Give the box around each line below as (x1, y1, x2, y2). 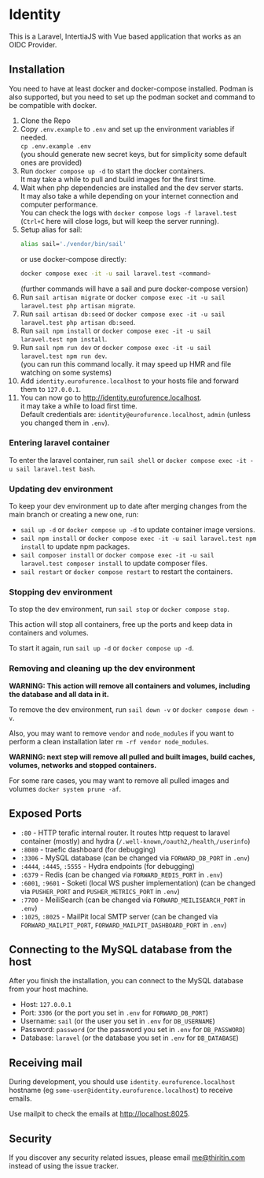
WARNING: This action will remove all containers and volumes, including (9, 680, 251, 691)
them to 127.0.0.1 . (20, 384, 82, 393)
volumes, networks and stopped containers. (9, 760, 157, 770)
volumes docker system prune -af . (9, 784, 122, 793)
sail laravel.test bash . (16, 464, 96, 473)
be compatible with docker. (9, 100, 97, 110)
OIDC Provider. (9, 39, 57, 49)
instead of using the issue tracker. (9, 1161, 119, 1170)
